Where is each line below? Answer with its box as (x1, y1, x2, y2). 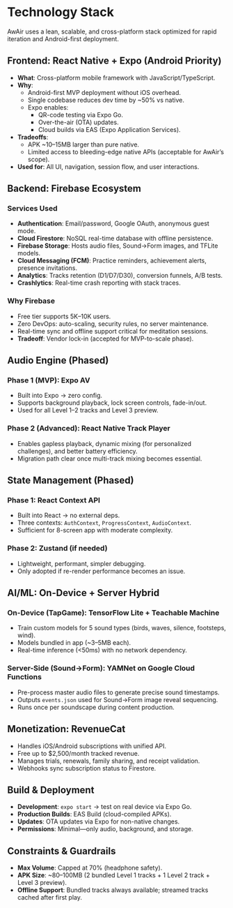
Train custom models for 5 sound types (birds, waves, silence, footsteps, (17, 624, 226, 632)
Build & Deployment (7, 784, 95, 796)
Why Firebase (7, 296, 56, 306)
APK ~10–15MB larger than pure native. (27, 140, 140, 149)
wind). (17, 631, 36, 639)
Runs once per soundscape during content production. (17, 703, 175, 711)
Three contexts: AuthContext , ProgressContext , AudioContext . (17, 519, 192, 527)
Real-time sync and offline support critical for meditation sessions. (17, 327, 209, 335)
